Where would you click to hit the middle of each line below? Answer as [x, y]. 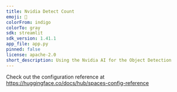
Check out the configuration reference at [55, 77]
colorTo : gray [23, 28]
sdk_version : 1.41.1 [31, 38]
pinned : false [23, 49]
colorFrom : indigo [28, 22]
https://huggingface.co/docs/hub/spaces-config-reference [78, 83]
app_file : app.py [27, 44]
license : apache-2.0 [31, 55]
